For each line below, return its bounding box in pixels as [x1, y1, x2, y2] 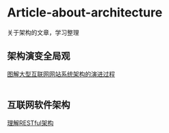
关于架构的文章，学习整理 [7, 28, 79, 36]
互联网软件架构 [7, 99, 70, 111]
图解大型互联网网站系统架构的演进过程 [7, 70, 115, 78]
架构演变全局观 [7, 50, 70, 62]
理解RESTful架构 [7, 119, 54, 127]
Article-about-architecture [7, 5, 163, 21]
